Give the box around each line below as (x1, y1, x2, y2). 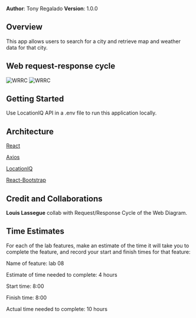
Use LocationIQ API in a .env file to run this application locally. (6, 109, 157, 117)
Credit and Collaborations (6, 194, 103, 204)
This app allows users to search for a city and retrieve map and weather (6, 38, 181, 45)
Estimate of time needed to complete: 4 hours (6, 271, 117, 278)
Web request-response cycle (6, 61, 116, 71)
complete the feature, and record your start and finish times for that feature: (6, 248, 191, 255)
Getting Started (6, 94, 64, 104)
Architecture (6, 126, 54, 136)
